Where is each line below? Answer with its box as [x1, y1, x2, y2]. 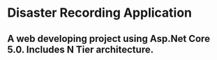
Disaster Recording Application [7, 5, 193, 21]
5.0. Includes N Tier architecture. [7, 43, 154, 55]
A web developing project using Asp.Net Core [7, 33, 211, 45]
